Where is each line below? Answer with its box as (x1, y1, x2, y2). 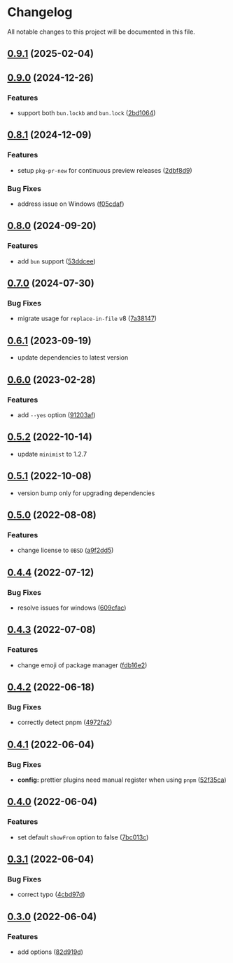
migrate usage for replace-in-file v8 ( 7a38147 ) (17, 314, 157, 323)
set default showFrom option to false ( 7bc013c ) (17, 833, 149, 841)
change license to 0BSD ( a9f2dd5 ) (17, 546, 114, 555)
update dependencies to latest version (17, 353, 129, 362)
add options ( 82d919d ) (17, 948, 84, 956)
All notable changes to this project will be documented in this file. (7, 27, 196, 36)
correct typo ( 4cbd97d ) (17, 890, 85, 899)
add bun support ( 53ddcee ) (17, 257, 96, 266)
